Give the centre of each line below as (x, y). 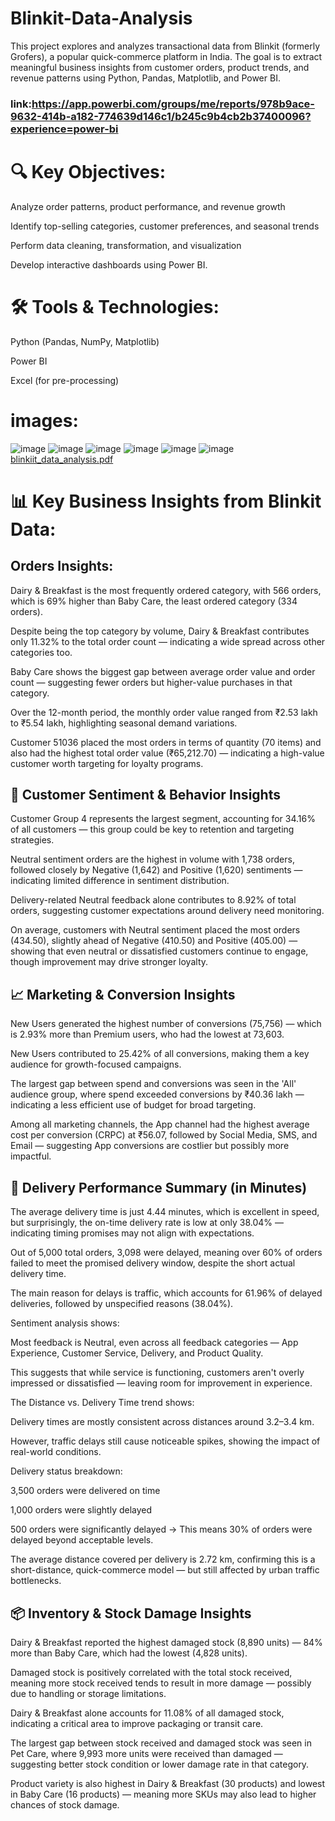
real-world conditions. (56, 1452)
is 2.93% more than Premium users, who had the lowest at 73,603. (147, 1034)
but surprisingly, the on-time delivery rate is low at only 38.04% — (147, 1223)
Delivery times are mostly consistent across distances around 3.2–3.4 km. (162, 1422)
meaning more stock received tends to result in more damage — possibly (161, 1683)
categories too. (41, 652)
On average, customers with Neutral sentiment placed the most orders (155, 930)
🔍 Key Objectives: (88, 172)
